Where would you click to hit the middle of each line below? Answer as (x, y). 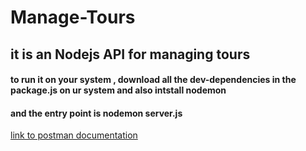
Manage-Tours (73, 17)
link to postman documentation (74, 135)
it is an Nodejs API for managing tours (130, 54)
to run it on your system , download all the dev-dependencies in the (153, 80)
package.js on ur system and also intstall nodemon (118, 90)
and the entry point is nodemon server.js (96, 113)
